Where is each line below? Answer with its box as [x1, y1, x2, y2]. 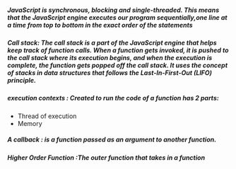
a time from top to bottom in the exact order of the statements [7, 21, 193, 29]
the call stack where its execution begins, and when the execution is [7, 53, 213, 62]
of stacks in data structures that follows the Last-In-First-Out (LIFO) [7, 68, 213, 77]
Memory [17, 119, 42, 127]
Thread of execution [17, 112, 77, 120]
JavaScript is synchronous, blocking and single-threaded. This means [7, 6, 220, 14]
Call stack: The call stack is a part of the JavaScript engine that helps [7, 38, 217, 47]
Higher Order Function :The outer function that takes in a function [7, 153, 206, 162]
